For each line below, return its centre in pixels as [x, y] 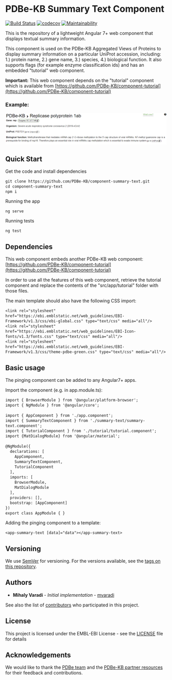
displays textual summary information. [46, 39]
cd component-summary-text [34, 187]
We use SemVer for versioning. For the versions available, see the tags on [83, 561]
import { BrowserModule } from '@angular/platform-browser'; [72, 400]
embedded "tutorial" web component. [45, 70]
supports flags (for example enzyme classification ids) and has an [75, 65]
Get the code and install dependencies [46, 171]
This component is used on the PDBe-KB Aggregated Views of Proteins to [83, 48]
